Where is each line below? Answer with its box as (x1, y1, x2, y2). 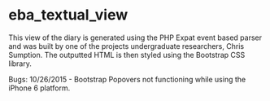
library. (8, 59, 33, 68)
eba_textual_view (8, 6, 128, 24)
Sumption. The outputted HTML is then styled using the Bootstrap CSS (8, 50, 246, 59)
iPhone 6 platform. (8, 83, 71, 93)
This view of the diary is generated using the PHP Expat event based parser (8, 33, 263, 42)
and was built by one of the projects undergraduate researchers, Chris (8, 41, 245, 50)
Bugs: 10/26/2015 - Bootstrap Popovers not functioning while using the (8, 74, 246, 84)
